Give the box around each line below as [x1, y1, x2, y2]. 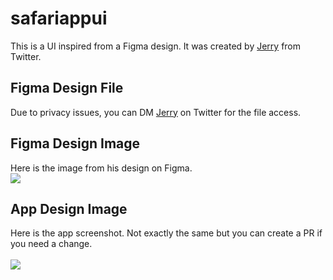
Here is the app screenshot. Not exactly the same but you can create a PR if [10, 227, 323, 239]
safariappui [10, 7, 108, 30]
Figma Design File [10, 80, 124, 97]
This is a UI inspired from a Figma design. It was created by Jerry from [10, 40, 302, 52]
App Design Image [10, 200, 128, 217]
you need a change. [10, 238, 93, 250]
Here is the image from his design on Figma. [10, 162, 193, 174]
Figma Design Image [10, 135, 141, 152]
